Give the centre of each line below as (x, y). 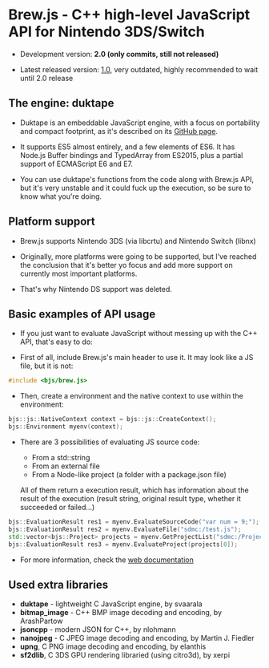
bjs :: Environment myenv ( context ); (66, 427)
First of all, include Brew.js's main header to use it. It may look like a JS (137, 358)
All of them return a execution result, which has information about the (134, 490)
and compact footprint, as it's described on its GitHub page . (119, 131)
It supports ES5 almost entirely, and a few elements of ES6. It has (127, 147)
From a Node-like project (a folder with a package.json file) (129, 474)
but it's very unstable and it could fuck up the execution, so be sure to (135, 188)
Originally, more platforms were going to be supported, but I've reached (138, 256)
